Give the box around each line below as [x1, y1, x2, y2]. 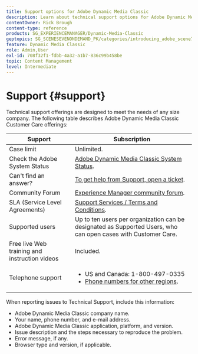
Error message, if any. [14, 335, 68, 342]
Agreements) [9, 206, 45, 214]
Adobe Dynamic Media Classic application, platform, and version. [14, 323, 174, 330]
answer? [9, 179, 33, 187]
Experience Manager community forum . [74, 189, 185, 197]
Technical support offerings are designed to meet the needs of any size [6, 109, 180, 116]
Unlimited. [74, 145, 103, 154]
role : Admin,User [6, 47, 49, 53]
